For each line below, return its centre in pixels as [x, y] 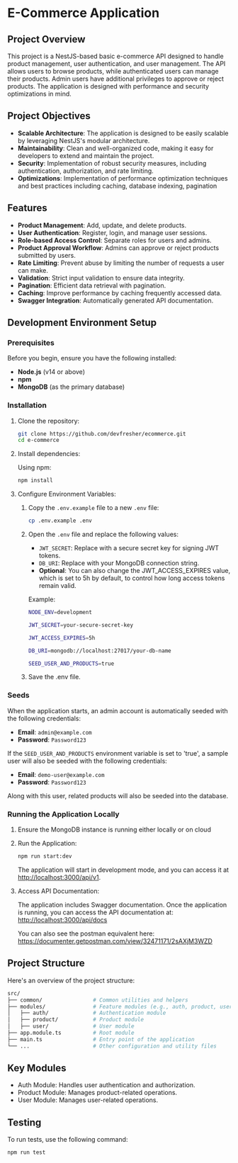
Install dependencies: [49, 454]
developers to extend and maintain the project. [86, 155]
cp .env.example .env [60, 521]
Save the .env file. [55, 677]
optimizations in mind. [40, 94]
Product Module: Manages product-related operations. [97, 1093]
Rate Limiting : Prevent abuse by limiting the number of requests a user [121, 263]
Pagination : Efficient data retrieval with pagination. [92, 285]
